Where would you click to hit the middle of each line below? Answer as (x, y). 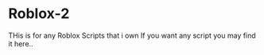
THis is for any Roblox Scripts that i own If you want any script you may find (132, 35)
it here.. (21, 43)
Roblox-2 (39, 14)
